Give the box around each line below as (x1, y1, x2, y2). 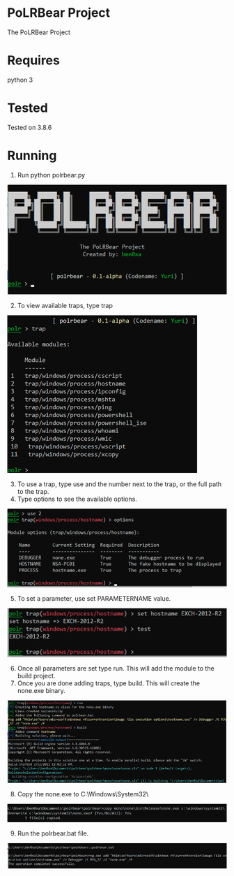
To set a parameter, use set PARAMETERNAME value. (17, 594, 171, 603)
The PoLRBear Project (7, 28, 71, 36)
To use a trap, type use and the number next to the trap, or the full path (17, 480, 222, 488)
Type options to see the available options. (17, 495, 137, 503)
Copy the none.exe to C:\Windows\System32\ (17, 790, 148, 798)
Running (7, 148, 57, 163)
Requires (7, 52, 61, 68)
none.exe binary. (17, 686, 66, 694)
